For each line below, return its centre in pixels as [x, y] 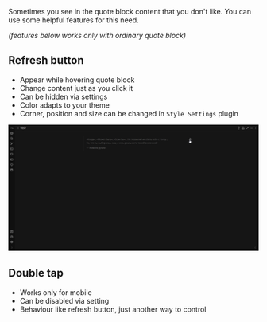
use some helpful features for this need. [74, 20]
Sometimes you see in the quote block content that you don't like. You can [130, 12]
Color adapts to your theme [64, 105]
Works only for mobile [56, 292]
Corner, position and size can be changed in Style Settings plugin [129, 113]
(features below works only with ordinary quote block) [97, 35]
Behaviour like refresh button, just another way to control [113, 309]
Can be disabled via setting [64, 300]
